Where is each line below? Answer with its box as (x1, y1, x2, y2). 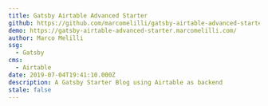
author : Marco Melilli (8, 33, 84, 42)
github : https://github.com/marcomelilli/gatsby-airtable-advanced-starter (8, 19, 266, 27)
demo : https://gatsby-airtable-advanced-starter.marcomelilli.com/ (8, 26, 238, 34)
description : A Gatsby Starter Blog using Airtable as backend (8, 78, 223, 86)
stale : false (8, 85, 52, 94)
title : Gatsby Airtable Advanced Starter (8, 11, 148, 20)
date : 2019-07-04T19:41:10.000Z (8, 71, 116, 79)
